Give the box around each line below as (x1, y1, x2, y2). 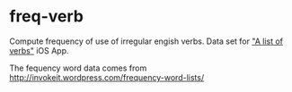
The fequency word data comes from (9, 63, 147, 73)
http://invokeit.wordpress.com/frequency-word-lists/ (9, 71, 205, 82)
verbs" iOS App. (9, 45, 69, 55)
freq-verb (9, 6, 84, 27)
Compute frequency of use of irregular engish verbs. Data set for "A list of (9, 36, 284, 46)
